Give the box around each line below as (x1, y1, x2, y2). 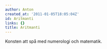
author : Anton (5, 7, 34, 12)
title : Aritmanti (5, 25, 40, 30)
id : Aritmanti (5, 16, 34, 21)
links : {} (5, 20, 25, 26)
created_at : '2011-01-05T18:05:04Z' (5, 12, 79, 16)
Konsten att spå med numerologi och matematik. (5, 38, 102, 44)
